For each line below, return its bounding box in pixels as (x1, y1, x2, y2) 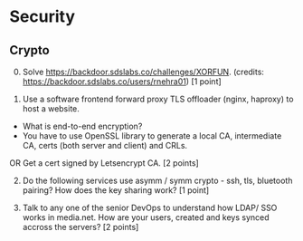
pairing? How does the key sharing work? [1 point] (22, 185, 210, 196)
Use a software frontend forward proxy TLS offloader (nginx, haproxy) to (22, 93, 294, 104)
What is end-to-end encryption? (22, 120, 143, 131)
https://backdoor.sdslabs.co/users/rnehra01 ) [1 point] (22, 76, 222, 87)
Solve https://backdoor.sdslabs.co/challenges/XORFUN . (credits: (22, 66, 265, 77)
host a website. (22, 103, 80, 114)
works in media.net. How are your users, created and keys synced (22, 212, 270, 223)
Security (9, 6, 75, 27)
